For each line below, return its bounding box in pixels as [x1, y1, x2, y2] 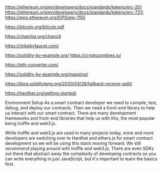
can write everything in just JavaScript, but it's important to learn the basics [5, 156, 158, 162]
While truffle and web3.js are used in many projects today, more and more [5, 130, 154, 136]
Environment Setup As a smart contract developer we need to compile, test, [5, 100, 158, 106]
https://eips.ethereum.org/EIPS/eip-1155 [5, 15, 85, 20]
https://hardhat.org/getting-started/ [5, 90, 77, 96]
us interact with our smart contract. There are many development [5, 110, 136, 116]
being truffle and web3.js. [5, 121, 57, 126]
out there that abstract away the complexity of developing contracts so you [5, 151, 156, 156]
